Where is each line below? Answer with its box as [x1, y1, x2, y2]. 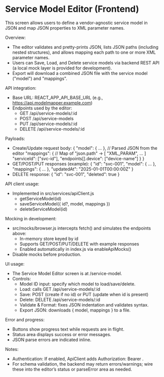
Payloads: [5, 136, 26, 141]
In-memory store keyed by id [19, 236, 79, 241]
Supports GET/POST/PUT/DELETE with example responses [19, 240, 139, 247]
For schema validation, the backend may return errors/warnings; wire [12, 361, 153, 367]
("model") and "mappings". [12, 75, 67, 81]
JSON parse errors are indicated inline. [12, 337, 92, 343]
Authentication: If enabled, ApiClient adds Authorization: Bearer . [12, 356, 144, 362]
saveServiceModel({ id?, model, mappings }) [19, 201, 110, 206]
